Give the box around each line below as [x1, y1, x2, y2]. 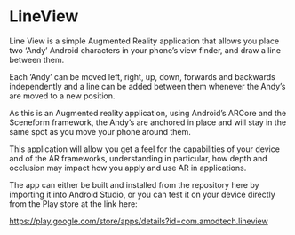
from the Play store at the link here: [9, 198, 138, 209]
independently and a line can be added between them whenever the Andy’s [9, 81, 286, 91]
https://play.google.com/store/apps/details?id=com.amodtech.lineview [9, 215, 268, 226]
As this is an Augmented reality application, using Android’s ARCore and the [9, 107, 287, 118]
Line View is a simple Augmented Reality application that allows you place [9, 35, 280, 46]
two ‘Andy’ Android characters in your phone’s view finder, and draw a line [9, 44, 282, 55]
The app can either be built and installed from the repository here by [9, 179, 259, 190]
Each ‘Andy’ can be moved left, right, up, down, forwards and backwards [9, 71, 275, 82]
